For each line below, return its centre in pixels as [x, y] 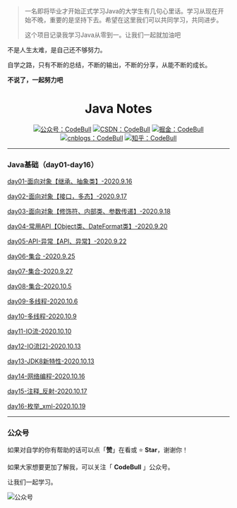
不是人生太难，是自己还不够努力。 [57, 50]
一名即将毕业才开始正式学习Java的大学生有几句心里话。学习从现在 [121, 11]
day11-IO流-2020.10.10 [39, 332]
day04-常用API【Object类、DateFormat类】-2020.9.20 [87, 226]
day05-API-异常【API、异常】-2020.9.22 [67, 241]
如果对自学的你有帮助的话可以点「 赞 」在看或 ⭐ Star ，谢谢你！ [98, 449]
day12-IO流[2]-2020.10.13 [44, 346]
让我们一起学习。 [32, 482]
